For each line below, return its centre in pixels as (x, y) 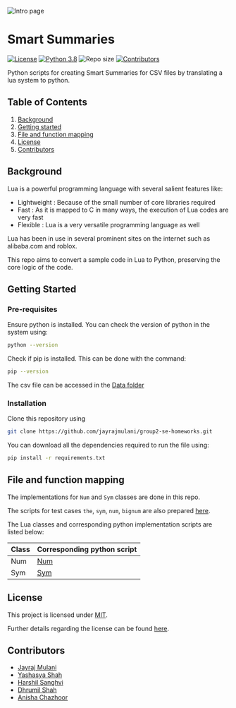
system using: (27, 332)
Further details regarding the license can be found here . (88, 628)
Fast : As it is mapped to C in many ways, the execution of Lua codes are (123, 210)
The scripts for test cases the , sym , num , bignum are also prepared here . (109, 510)
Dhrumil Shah (37, 690)
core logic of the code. (40, 267)
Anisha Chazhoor (43, 697)
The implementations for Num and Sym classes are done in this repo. (104, 497)
